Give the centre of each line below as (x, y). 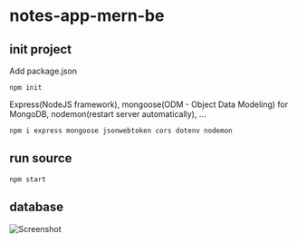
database (37, 207)
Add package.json (43, 71)
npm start (28, 179)
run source (41, 158)
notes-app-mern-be (87, 16)
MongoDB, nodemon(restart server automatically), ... (108, 114)
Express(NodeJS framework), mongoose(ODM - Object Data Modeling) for (149, 104)
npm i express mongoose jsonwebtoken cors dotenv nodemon (121, 131)
